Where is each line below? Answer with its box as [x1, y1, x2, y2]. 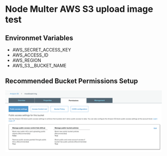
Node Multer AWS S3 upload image [5, 3, 153, 15]
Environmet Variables [5, 34, 74, 42]
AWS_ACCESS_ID [12, 52, 49, 58]
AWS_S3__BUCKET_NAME [12, 63, 67, 68]
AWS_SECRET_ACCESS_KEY [12, 47, 71, 52]
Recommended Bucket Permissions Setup [5, 77, 138, 85]
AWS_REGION [12, 57, 41, 63]
